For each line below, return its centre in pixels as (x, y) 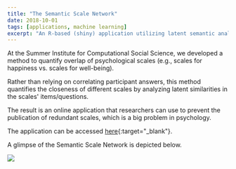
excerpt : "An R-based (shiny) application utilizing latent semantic (111, 33)
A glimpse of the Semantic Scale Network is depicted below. (95, 145)
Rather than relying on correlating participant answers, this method (104, 82)
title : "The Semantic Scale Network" (63, 14)
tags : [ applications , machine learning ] (67, 27)
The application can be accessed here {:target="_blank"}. (90, 131)
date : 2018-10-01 (33, 20)
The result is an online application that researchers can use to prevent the (114, 110)
